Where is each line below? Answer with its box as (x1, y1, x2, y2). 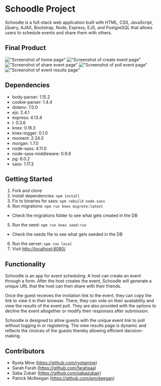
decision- (124, 328, 144, 334)
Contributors (5, 347, 45, 355)
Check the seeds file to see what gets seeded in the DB (12, 231, 123, 237)
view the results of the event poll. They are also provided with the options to (5, 303, 156, 309)
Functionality (5, 260, 46, 268)
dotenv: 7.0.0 (12, 104, 38, 110)
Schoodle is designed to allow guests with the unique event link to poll (5, 318, 145, 323)
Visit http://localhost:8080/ (12, 246, 66, 252)
